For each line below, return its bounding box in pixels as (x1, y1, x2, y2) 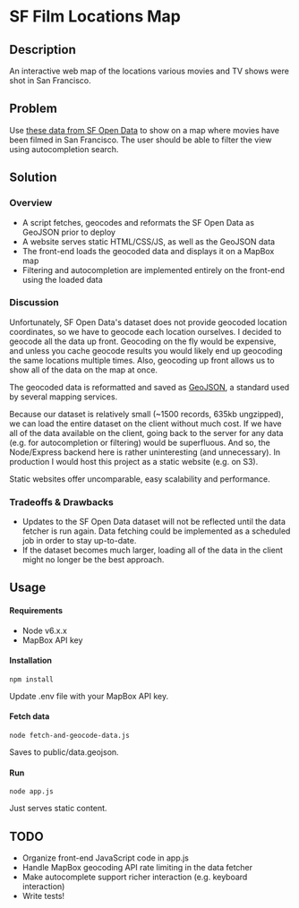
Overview (9, 197, 53, 210)
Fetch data (9, 711, 50, 722)
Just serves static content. (9, 803, 107, 814)
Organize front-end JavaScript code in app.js (21, 852, 190, 863)
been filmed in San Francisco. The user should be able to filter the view (9, 134, 272, 145)
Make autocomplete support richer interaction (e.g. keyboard (21, 871, 248, 883)
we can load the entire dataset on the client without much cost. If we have (9, 418, 282, 429)
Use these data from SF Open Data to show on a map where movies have (9, 124, 280, 135)
